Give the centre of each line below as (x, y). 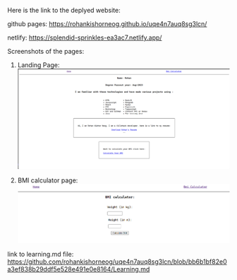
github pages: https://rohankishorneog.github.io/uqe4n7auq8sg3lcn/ (107, 24)
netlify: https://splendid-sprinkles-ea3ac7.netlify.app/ (85, 37)
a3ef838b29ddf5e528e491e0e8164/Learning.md (79, 269)
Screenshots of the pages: (46, 51)
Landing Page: (38, 65)
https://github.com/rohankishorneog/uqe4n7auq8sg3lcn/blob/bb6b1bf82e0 (117, 262)
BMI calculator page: (48, 180)
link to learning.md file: (41, 255)
